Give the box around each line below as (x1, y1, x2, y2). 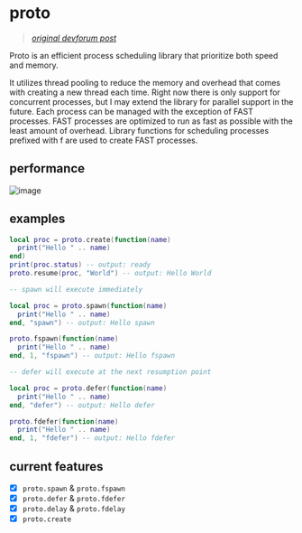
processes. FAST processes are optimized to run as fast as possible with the (9, 116, 293, 126)
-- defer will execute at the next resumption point (9, 368, 212, 377)
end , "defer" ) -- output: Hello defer (9, 400, 155, 409)
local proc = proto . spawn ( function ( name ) (9, 301, 168, 310)
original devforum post (31, 33, 117, 43)
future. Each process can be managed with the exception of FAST (9, 106, 254, 117)
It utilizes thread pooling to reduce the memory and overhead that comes (9, 77, 281, 88)
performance (9, 161, 86, 176)
